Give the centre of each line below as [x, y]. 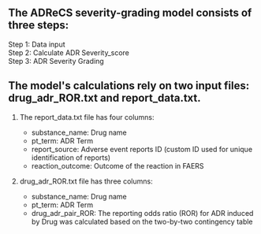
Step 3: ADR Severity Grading [56, 61]
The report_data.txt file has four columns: [87, 117]
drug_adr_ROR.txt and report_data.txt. [104, 98]
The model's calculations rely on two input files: [129, 86]
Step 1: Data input [37, 44]
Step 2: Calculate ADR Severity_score [69, 52]
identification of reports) [71, 158]
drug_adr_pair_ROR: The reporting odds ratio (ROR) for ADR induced [142, 213]
